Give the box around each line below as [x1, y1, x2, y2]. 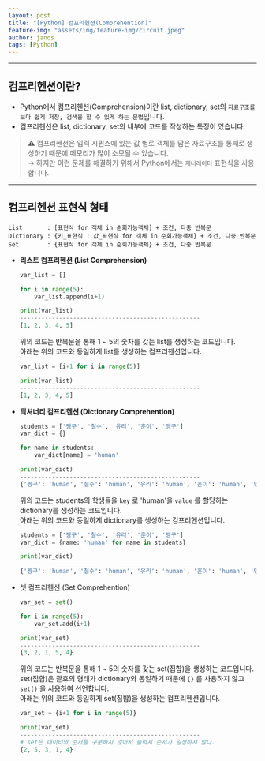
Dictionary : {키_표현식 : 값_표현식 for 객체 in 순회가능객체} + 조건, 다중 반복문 [8, 232, 256, 240]
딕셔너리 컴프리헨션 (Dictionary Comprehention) [19, 407, 175, 416]
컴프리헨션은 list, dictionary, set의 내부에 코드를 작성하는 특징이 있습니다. [19, 122, 246, 131]
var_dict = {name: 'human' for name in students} [19, 538, 187, 546]
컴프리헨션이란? [8, 80, 81, 93]
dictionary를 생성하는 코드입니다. [19, 505, 122, 515]
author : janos [8, 33, 55, 42]
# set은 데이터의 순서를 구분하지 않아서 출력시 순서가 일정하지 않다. [19, 738, 215, 746]
